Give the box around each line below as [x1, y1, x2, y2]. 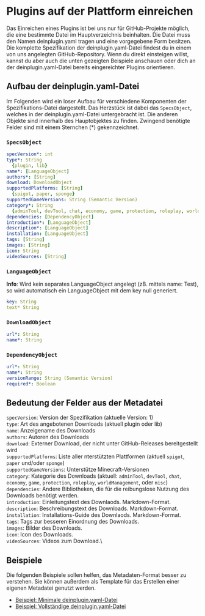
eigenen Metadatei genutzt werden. [6, 584, 96, 592]
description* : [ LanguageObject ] [6, 225, 88, 231]
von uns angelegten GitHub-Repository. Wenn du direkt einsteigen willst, [6, 50, 189, 58]
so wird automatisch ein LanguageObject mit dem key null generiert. [6, 286, 178, 294]
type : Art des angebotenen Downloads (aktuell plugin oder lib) [6, 420, 163, 428]
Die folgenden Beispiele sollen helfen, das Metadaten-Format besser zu [6, 571, 187, 579]
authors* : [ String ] [6, 174, 56, 180]
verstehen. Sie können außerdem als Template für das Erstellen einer [6, 578, 180, 585]
